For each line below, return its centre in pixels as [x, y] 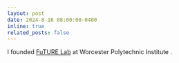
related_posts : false [38, 33]
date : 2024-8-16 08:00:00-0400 [52, 20]
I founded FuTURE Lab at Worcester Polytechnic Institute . [90, 52]
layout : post [26, 13]
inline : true [26, 26]
